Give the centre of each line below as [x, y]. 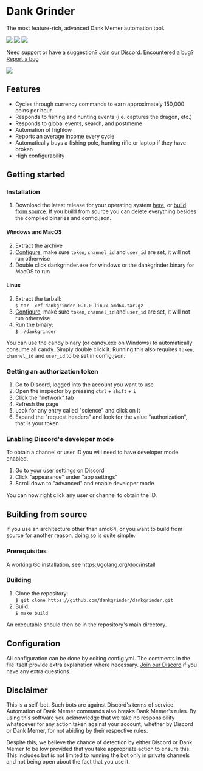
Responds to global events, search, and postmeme [79, 123]
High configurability [40, 156]
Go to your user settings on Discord [60, 471]
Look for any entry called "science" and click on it [77, 411]
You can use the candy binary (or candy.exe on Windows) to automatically [99, 343]
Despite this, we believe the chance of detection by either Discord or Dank [99, 742]
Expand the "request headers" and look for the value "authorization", [101, 417]
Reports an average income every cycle [65, 136]
